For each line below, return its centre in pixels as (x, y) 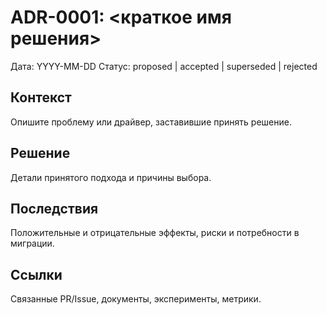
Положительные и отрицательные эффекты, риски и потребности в (155, 233)
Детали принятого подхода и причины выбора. (111, 177)
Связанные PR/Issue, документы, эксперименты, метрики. (136, 299)
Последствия (54, 208)
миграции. (32, 243)
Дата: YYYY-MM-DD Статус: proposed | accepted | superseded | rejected (164, 66)
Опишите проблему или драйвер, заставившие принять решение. (151, 122)
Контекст (41, 97)
